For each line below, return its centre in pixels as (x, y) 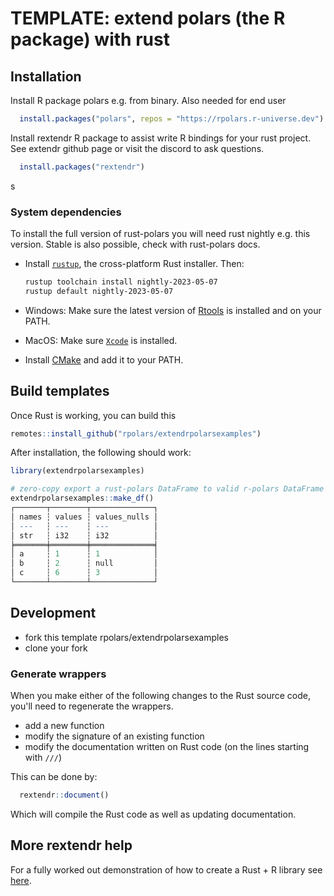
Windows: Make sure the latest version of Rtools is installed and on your (173, 310)
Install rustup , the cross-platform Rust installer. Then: (134, 264)
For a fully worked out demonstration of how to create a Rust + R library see (166, 869)
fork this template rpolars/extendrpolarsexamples (127, 637)
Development (53, 613)
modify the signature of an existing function (114, 736)
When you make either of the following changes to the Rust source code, (160, 696)
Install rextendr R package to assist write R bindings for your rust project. (161, 138)
